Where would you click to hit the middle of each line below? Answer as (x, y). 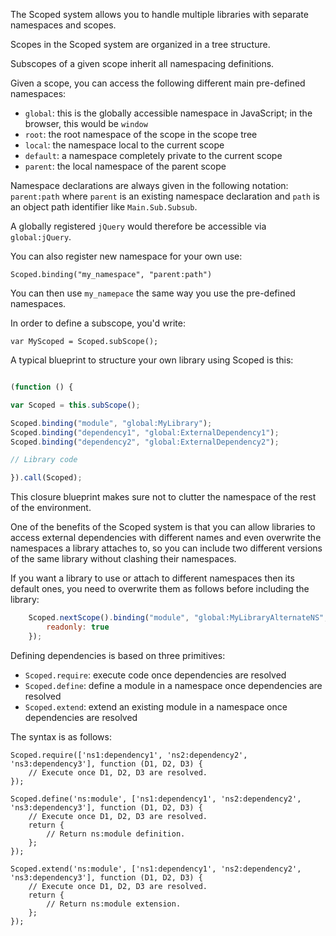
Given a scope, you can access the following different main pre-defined (158, 83)
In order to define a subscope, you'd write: (98, 323)
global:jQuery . (41, 237)
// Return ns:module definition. (116, 834)
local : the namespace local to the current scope (124, 145)
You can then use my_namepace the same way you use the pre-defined (153, 293)
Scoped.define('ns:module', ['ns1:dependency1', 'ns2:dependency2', (156, 799)
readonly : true (78, 627)
